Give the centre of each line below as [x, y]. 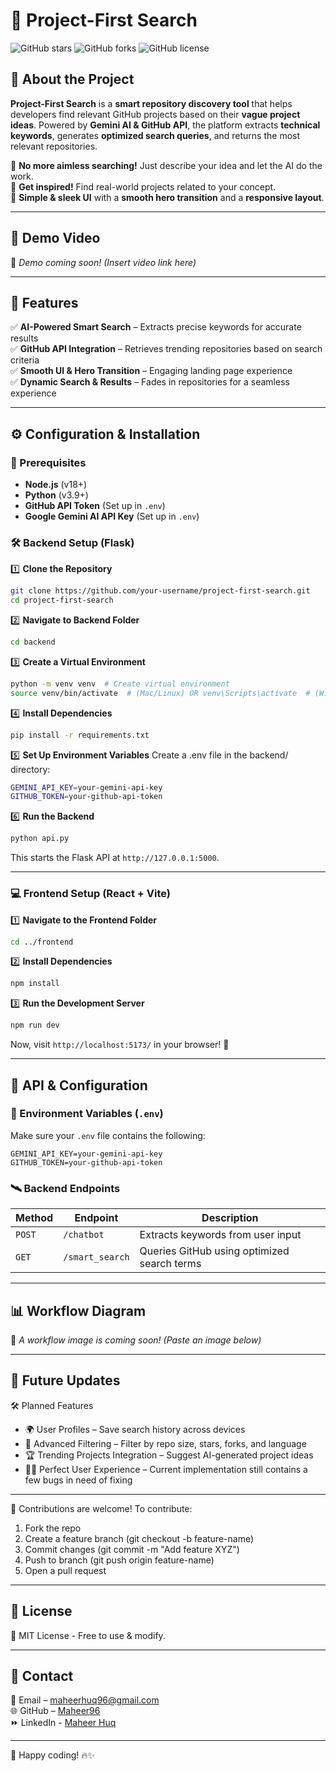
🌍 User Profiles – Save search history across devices [135, 1429]
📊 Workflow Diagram [78, 1310]
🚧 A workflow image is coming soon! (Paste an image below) [136, 1340]
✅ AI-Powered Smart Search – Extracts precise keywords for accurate [156, 327]
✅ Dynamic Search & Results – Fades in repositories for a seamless [150, 382]
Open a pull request [65, 1570]
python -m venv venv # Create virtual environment [120, 684]
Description [230, 1218]
